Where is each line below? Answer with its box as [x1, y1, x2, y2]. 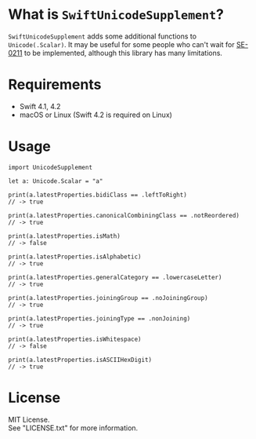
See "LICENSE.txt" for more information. [8, 423, 139, 433]
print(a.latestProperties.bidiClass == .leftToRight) [8, 191, 188, 199]
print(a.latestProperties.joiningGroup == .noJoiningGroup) [8, 294, 209, 302]
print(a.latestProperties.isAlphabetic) [8, 253, 142, 261]
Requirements [8, 76, 102, 93]
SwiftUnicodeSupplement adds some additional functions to [8, 31, 197, 41]
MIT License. [8, 415, 50, 424]
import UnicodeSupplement [8, 163, 92, 171]
